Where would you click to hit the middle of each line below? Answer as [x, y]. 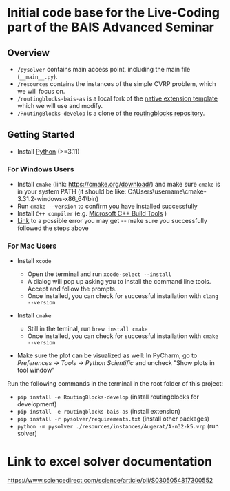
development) [37, 404]
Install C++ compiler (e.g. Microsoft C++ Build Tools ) [92, 213]
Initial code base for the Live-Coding [114, 13]
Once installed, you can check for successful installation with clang [123, 296]
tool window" [36, 370]
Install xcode [34, 261]
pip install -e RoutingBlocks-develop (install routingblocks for [108, 397]
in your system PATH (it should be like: [72, 191]
